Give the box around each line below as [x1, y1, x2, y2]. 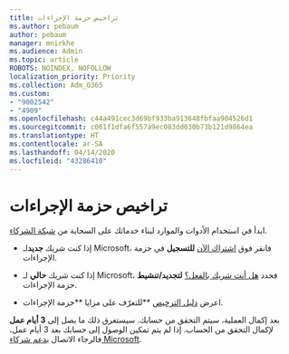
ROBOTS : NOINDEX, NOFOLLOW [9, 64, 111, 73]
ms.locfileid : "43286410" [9, 156, 107, 166]
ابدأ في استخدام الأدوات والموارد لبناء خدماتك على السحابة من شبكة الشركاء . [9, 225, 267, 236]
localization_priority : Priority [9, 72, 136, 81]
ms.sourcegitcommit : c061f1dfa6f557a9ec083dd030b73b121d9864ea [9, 123, 254, 132]
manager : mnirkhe [9, 38, 75, 48]
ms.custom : [9, 89, 51, 98]
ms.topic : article [9, 55, 79, 64]
